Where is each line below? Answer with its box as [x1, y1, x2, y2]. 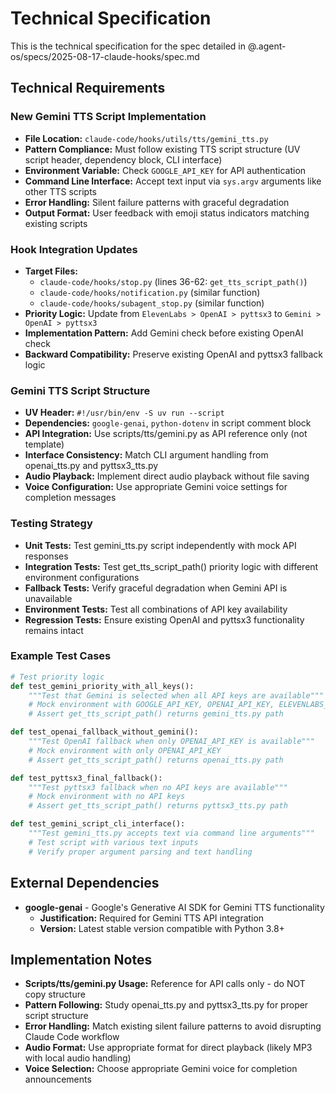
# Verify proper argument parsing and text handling [28, 847, 253, 857]
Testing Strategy [10, 517, 93, 531]
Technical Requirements [10, 80, 166, 97]
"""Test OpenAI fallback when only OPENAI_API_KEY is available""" [28, 737, 315, 747]
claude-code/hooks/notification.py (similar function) [39, 286, 261, 298]
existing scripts [24, 217, 88, 229]
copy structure [24, 988, 86, 1001]
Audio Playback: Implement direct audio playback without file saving [24, 470, 310, 482]
